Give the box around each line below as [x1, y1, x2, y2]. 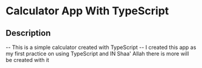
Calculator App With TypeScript [5, 4, 169, 18]
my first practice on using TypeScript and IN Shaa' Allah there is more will [5, 50, 189, 57]
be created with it [5, 57, 50, 63]
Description [5, 28, 51, 38]
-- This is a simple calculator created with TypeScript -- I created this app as [5, 44, 197, 51]
